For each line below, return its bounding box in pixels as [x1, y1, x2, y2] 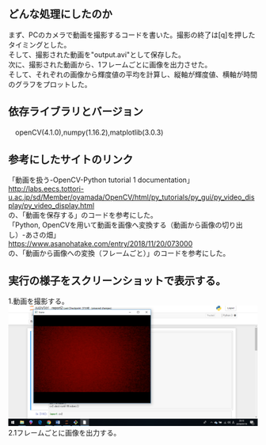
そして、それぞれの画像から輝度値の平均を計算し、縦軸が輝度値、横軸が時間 [8, 70, 257, 79]
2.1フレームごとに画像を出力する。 [8, 428, 121, 437]
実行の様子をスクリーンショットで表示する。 [8, 274, 226, 287]
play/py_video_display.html [8, 201, 95, 211]
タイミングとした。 [8, 40, 71, 49]
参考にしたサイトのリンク [8, 153, 133, 166]
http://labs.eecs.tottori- [8, 184, 85, 194]
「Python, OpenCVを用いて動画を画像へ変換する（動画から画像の [8, 220, 222, 230]
